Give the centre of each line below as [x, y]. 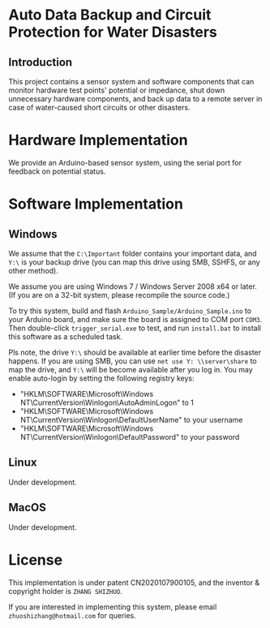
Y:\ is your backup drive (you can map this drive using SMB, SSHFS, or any [135, 262]
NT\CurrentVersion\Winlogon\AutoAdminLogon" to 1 [107, 402]
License [36, 559]
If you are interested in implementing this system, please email [113, 607]
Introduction [41, 62]
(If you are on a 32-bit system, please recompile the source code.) [119, 295]
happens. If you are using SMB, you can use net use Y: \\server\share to [133, 361]
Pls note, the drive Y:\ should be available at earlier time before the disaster [135, 352]
